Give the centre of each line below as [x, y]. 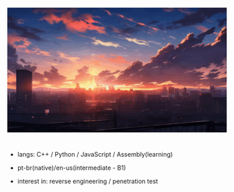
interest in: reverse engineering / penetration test [87, 182]
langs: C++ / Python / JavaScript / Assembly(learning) [95, 155]
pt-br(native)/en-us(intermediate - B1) [72, 168]
